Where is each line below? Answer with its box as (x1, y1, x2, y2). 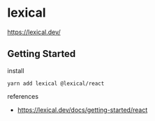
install (7, 66, 24, 74)
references (7, 92, 39, 100)
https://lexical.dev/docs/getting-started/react (17, 106, 148, 114)
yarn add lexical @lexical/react (7, 80, 105, 87)
